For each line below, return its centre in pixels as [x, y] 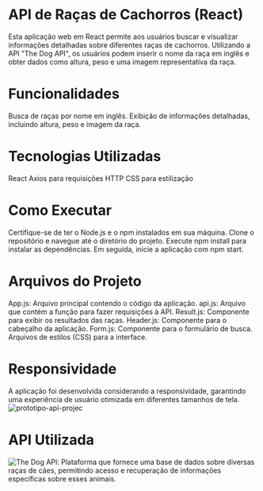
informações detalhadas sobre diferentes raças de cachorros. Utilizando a [130, 44]
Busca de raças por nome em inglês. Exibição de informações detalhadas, [129, 116]
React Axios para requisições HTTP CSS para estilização [101, 178]
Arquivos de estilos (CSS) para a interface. [78, 337]
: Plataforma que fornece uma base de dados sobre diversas [156, 462]
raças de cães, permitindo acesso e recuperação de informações [115, 470]
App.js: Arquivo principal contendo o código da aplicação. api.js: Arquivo [127, 303]
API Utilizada [51, 440]
